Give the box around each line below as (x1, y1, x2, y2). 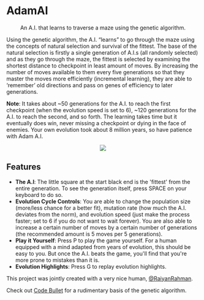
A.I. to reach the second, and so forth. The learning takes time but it (6, 113, 178, 120)
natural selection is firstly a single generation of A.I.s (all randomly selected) (6, 48, 198, 56)
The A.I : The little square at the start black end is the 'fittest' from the (15, 178, 191, 185)
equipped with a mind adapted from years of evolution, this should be (15, 243, 191, 250)
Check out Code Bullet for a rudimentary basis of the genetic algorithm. (6, 287, 187, 294)
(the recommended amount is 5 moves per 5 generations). (15, 230, 163, 237)
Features (6, 162, 41, 172)
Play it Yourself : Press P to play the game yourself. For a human (15, 237, 177, 244)
